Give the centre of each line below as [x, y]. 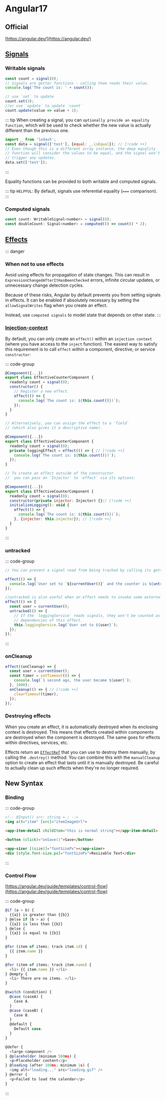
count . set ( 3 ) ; [20, 101]
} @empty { [16, 974]
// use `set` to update [30, 97]
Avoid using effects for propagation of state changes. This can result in [77, 275]
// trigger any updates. [31, 158]
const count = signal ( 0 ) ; [32, 79]
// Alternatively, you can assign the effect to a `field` [67, 423]
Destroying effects [28, 716]
